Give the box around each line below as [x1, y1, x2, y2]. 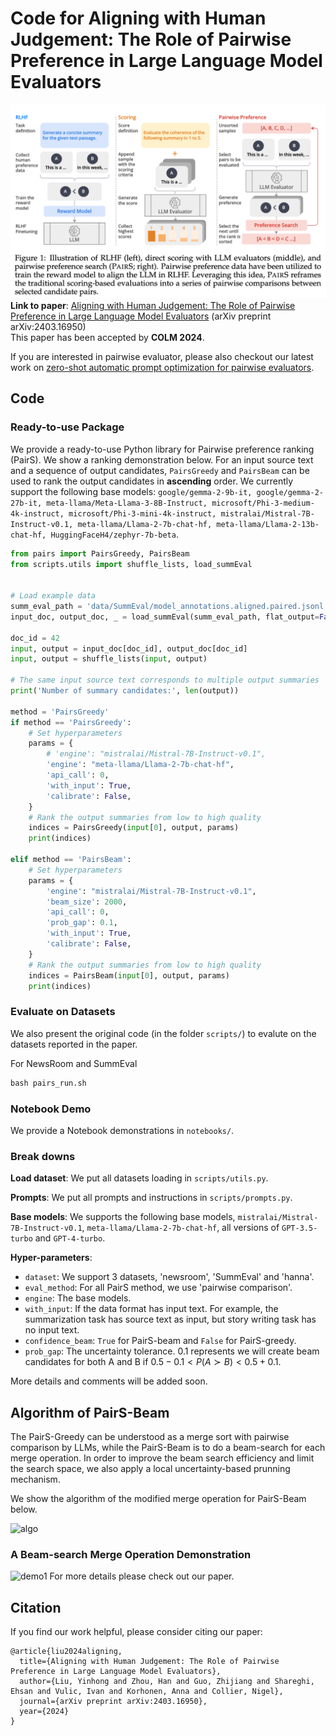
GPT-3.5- [281, 1223, 318, 1234]
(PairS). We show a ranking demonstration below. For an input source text [10, 453, 314, 466]
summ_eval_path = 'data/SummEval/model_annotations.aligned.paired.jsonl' [10, 602, 329, 612]
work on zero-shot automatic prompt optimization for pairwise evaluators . [10, 362, 315, 374]
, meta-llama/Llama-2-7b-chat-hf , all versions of [81, 1222, 280, 1234]
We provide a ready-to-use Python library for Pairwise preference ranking [10, 443, 315, 455]
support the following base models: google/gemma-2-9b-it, [10, 485, 253, 497]
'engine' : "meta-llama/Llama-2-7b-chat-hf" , [46, 760, 235, 770]
